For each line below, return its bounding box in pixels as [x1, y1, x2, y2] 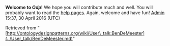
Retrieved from [5, 25, 37, 31]
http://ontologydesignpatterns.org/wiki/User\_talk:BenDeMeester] [7, 30, 145, 36]
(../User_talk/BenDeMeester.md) [5, 35, 73, 41]
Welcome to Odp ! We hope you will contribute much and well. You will [5, 5, 153, 10]
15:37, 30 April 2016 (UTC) [5, 15, 60, 21]
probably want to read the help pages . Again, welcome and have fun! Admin [5, 10, 165, 16]
